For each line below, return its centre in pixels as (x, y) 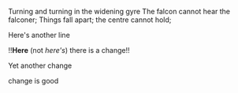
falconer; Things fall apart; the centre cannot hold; (90, 20)
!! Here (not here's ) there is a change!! (69, 50)
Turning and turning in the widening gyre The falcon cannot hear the (119, 11)
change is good (33, 81)
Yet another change (40, 65)
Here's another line (39, 35)
